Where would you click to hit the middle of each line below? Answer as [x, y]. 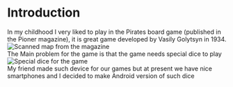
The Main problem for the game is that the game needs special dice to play [115, 54]
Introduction [44, 13]
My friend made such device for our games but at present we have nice [110, 68]
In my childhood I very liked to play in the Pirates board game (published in [114, 32]
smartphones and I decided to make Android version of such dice [101, 76]
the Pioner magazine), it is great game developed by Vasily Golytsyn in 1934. [117, 39]
